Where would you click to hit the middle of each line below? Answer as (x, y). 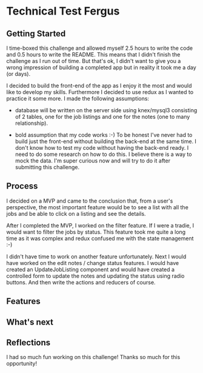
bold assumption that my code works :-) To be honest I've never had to (104, 135)
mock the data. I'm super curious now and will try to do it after (93, 161)
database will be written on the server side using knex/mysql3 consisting (106, 110)
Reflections (28, 342)
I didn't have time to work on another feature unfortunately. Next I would (96, 257)
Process (22, 186)
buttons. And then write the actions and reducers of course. (81, 282)
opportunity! (22, 364)
